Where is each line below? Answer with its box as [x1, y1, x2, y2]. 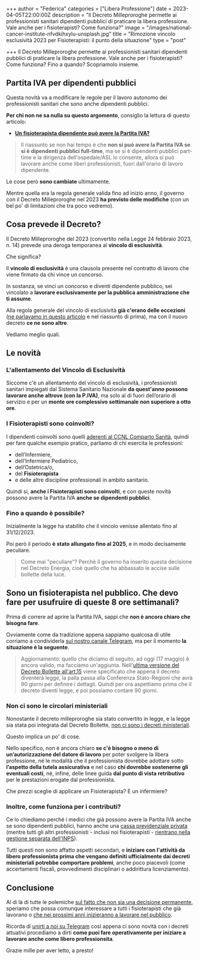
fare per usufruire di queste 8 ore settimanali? [6, 598, 179, 608]
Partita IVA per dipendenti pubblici [6, 78, 137, 88]
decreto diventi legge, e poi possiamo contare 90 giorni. [20, 687, 159, 694]
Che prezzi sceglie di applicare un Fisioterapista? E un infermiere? [6, 788, 168, 795]
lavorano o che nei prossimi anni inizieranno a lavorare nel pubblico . [6, 911, 173, 918]
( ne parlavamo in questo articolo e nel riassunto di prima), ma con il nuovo [6, 312, 188, 320]
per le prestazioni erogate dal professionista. [6, 776, 116, 783]
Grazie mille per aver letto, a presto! [6, 947, 94, 954]
